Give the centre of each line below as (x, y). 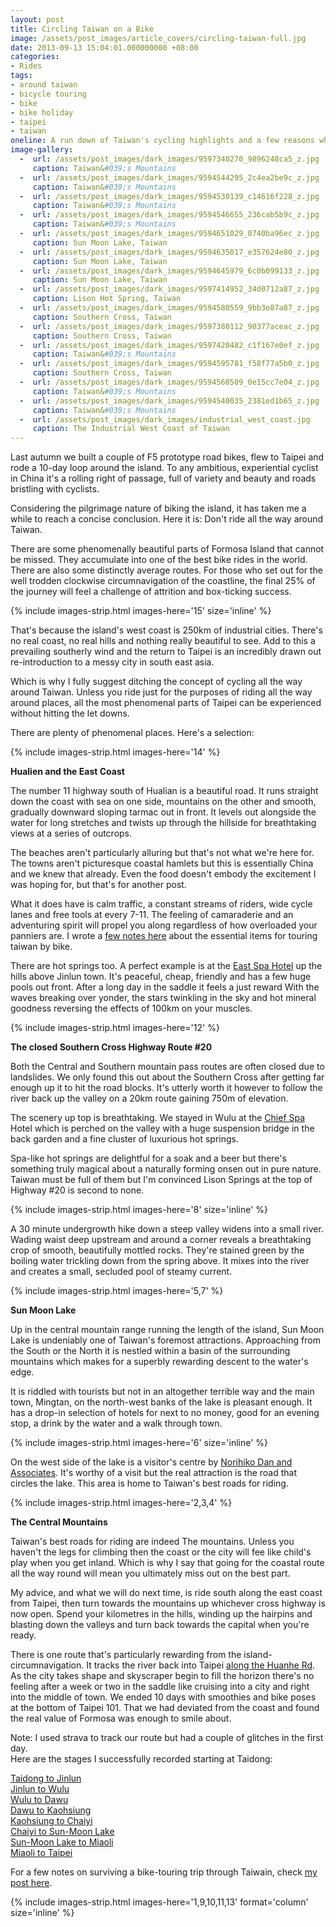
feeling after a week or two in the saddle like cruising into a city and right (160, 1687)
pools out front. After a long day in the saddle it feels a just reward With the (165, 987)
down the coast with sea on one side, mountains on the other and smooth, (163, 802)
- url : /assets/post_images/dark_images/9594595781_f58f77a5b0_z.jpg (169, 364)
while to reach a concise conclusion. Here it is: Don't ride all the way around (167, 519)
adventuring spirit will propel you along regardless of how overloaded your (164, 925)
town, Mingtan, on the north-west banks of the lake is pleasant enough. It (161, 1402)
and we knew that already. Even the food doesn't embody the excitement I (163, 874)
